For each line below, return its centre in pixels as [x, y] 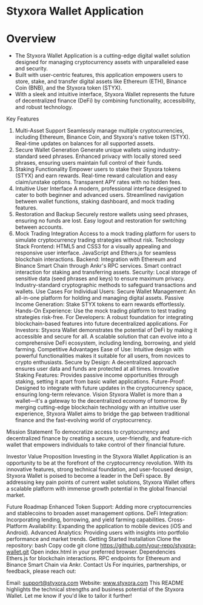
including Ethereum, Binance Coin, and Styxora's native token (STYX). [102, 137]
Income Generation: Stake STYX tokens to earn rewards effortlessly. [100, 305]
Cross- [176, 520]
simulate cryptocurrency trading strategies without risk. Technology [100, 240]
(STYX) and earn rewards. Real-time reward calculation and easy [96, 176]
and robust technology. [44, 107]
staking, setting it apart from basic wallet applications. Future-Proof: [100, 382]
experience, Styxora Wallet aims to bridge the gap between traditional [102, 414]
